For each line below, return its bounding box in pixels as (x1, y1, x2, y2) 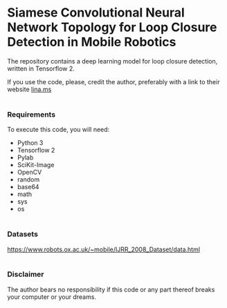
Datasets (7, 229, 38, 239)
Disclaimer (7, 269, 44, 279)
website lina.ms (7, 85, 52, 93)
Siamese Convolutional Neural (7, 5, 185, 21)
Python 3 (17, 139, 44, 147)
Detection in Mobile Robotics (7, 35, 176, 50)
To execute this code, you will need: (7, 126, 110, 134)
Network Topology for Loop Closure (7, 19, 217, 35)
